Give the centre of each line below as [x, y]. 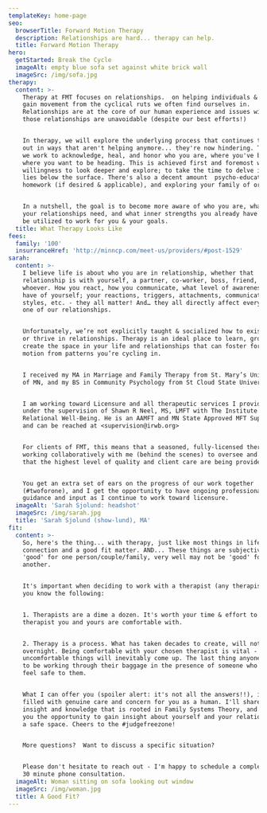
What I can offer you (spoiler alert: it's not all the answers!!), [138, 694]
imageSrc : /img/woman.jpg [58, 789]
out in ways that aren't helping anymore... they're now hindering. [138, 148]
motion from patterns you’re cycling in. [92, 354]
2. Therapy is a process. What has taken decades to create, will [135, 643]
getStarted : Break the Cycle [64, 61]
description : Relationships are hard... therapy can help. [115, 38]
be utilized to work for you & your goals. [96, 221]
